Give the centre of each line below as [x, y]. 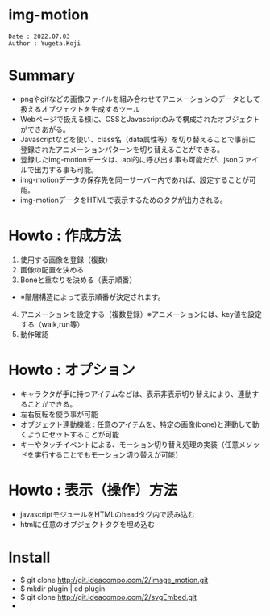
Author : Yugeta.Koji [45, 43]
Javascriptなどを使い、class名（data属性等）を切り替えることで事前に [138, 139]
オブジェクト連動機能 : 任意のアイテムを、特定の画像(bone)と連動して [136, 424]
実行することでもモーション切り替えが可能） [108, 454]
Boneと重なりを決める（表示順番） [78, 280]
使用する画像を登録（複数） [66, 259]
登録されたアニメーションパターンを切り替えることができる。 [122, 149]
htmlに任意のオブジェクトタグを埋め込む [87, 524]
